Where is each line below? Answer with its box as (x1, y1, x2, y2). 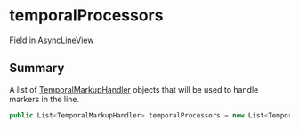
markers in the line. (9, 93, 80, 104)
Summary (9, 60, 65, 76)
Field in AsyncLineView (9, 35, 94, 45)
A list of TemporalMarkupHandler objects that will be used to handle (9, 84, 259, 94)
